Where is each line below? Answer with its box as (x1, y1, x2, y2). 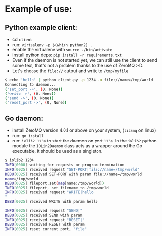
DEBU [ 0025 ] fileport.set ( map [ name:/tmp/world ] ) (5, 181, 105, 186)
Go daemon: (5, 114, 43, 122)
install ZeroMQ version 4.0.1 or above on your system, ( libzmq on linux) (12, 127, 156, 133)
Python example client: (5, 23, 78, 32)
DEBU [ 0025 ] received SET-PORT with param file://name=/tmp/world (5, 172, 142, 177)
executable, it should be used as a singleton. (12, 148, 103, 154)
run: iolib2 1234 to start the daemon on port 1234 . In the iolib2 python (12, 138, 157, 144)
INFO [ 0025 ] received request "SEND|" (5, 208, 83, 213)
